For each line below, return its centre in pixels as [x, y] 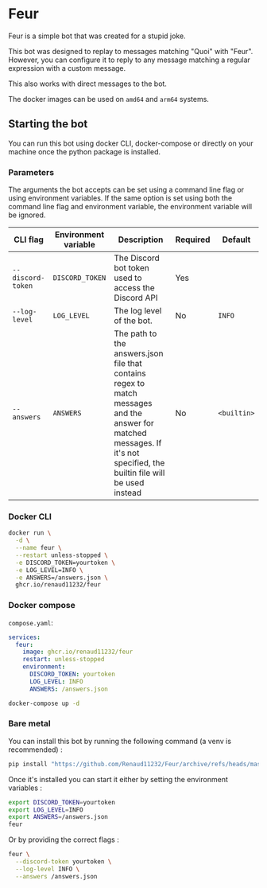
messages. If [138, 443]
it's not [127, 453]
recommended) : [35, 750]
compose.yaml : [31, 622]
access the [134, 288]
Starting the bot [48, 124]
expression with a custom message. [67, 68]
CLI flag [29, 240]
